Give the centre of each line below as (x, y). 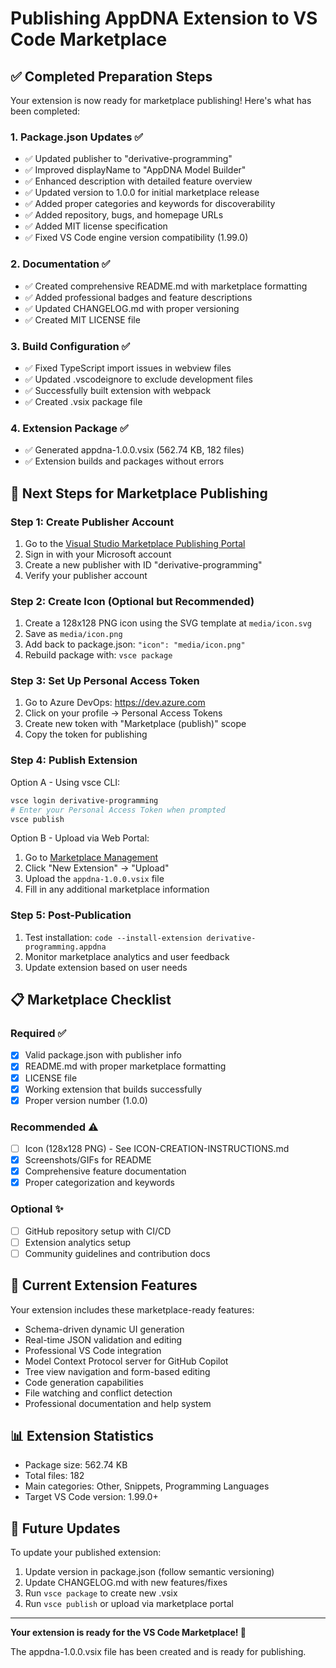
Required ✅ (38, 1033)
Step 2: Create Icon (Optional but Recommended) (132, 601)
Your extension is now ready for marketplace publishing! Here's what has (161, 100)
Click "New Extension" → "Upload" (97, 868)
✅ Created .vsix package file (83, 401)
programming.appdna (65, 947)
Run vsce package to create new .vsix (101, 1593)
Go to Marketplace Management (91, 858)
